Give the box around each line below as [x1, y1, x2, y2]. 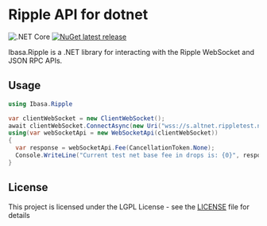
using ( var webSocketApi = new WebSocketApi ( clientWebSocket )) [8, 129, 219, 137]
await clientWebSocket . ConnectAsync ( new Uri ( [8, 122, 161, 130]
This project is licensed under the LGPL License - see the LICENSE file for [8, 201, 250, 212]
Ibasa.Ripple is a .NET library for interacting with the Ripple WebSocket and [8, 47, 255, 56]
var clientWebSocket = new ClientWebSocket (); [8, 114, 165, 123]
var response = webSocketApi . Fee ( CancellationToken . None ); [15, 144, 215, 152]
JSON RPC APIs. [8, 56, 63, 65]
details [8, 210, 30, 220]
